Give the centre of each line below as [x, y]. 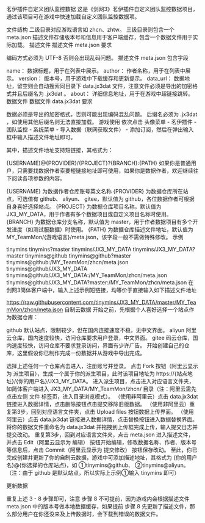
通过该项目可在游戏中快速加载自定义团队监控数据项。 [73, 16]
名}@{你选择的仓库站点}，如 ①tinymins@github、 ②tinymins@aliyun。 [98, 465]
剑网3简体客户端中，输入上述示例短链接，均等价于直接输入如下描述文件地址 [102, 290]
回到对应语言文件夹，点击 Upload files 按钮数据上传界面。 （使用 [112, 412]
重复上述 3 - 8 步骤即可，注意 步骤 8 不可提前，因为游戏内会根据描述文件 [98, 499]
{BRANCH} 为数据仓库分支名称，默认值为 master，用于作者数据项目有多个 [100, 222]
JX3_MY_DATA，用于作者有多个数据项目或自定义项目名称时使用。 [89, 214]
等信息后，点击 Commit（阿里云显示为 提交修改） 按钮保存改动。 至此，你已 [102, 450]
